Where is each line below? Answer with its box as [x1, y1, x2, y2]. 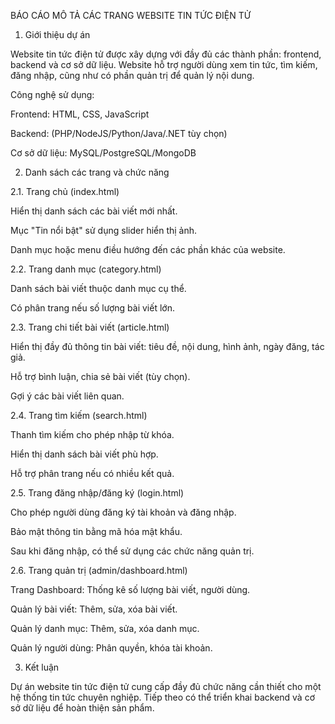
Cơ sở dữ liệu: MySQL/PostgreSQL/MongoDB [10, 147, 197, 159]
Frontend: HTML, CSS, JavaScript [10, 108, 150, 120]
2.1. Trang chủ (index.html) [10, 186, 120, 197]
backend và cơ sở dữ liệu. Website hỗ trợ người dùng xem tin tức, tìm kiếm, [10, 59, 318, 70]
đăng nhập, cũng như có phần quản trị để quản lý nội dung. [10, 70, 255, 81]
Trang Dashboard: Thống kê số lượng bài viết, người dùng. [10, 584, 251, 595]
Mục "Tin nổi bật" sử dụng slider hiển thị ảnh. [10, 225, 198, 236]
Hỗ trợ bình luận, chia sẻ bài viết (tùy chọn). [10, 371, 191, 382]
